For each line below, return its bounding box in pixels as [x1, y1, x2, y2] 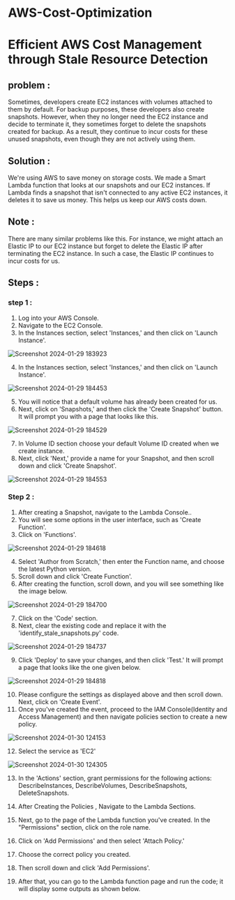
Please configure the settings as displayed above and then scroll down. [17, 690, 223, 699]
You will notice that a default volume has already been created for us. [17, 397, 218, 406]
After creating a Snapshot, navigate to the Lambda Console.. [17, 508, 192, 517]
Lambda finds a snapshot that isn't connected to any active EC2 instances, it [8, 188, 228, 197]
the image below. [17, 587, 68, 595]
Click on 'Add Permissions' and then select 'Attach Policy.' [17, 837, 185, 845]
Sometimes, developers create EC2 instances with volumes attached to [8, 98, 213, 106]
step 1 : [8, 298, 33, 307]
